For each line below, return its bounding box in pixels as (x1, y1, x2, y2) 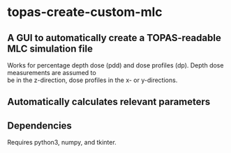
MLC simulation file (7, 42, 93, 54)
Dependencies (7, 120, 72, 131)
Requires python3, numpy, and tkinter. (7, 138, 117, 147)
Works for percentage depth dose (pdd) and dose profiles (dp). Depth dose (7, 61, 224, 70)
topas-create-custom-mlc (7, 4, 163, 20)
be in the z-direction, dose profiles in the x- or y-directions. (7, 76, 178, 84)
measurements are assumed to (7, 69, 96, 76)
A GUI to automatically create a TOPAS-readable (7, 32, 221, 44)
